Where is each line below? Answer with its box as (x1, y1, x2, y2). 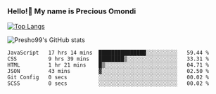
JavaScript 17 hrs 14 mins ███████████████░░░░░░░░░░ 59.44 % (7, 49, 210, 57)
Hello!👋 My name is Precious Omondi (7, 6, 136, 16)
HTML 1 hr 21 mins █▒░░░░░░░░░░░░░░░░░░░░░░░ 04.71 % (7, 62, 210, 69)
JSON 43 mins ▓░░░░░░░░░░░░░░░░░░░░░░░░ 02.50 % (7, 68, 210, 75)
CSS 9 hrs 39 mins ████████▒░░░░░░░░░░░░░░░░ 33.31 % (7, 55, 210, 62)
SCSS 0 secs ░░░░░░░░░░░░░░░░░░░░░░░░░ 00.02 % (7, 80, 210, 87)
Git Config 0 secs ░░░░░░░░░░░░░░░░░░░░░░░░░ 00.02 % (7, 74, 210, 81)
